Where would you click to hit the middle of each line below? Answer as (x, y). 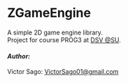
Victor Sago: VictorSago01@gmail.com (63, 72)
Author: (19, 56)
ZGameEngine (49, 13)
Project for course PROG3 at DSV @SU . (64, 39)
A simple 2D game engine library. (55, 32)
